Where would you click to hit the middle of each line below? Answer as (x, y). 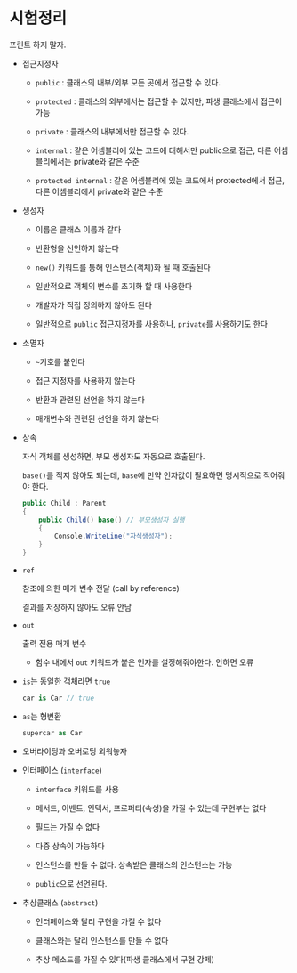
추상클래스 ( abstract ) (60, 902)
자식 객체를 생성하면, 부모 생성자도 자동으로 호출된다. (113, 456)
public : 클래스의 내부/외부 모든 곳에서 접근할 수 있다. (128, 82)
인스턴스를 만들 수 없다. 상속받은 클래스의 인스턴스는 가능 (134, 864)
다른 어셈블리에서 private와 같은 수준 (99, 191)
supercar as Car (52, 733)
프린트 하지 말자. (38, 45)
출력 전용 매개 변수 (54, 644)
